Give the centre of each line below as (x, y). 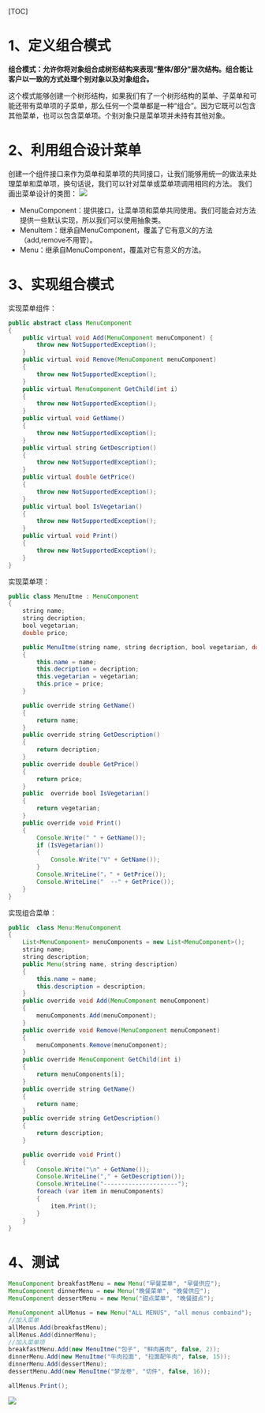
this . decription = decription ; (88, 669)
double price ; (45, 633)
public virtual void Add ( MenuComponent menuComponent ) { (118, 338)
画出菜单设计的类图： (43, 194)
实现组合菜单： (32, 912)
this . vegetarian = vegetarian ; (88, 677)
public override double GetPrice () (81, 764)
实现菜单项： (29, 581)
